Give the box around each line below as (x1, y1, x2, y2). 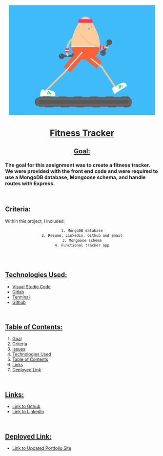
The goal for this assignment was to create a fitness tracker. (5, 162, 150, 168)
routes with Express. (5, 180, 55, 187)
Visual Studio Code (12, 284, 51, 290)
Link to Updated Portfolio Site (12, 445, 72, 451)
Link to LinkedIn (12, 409, 44, 415)
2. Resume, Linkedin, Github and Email (41, 233, 123, 238)
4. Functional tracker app (54, 243, 110, 248)
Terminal (12, 294, 30, 300)
